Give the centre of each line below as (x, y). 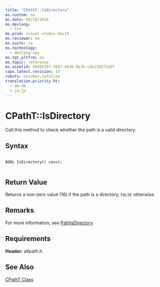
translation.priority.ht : (33, 81)
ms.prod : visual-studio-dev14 (37, 34)
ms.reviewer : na (22, 39)
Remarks (20, 210)
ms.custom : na (20, 15)
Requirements (28, 239)
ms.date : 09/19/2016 (27, 19)
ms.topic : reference (27, 62)
